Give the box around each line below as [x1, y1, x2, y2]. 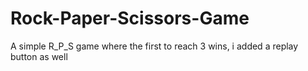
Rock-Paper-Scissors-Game [10, 7, 250, 30]
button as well [10, 50, 68, 62]
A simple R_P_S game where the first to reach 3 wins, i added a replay [10, 40, 299, 52]
